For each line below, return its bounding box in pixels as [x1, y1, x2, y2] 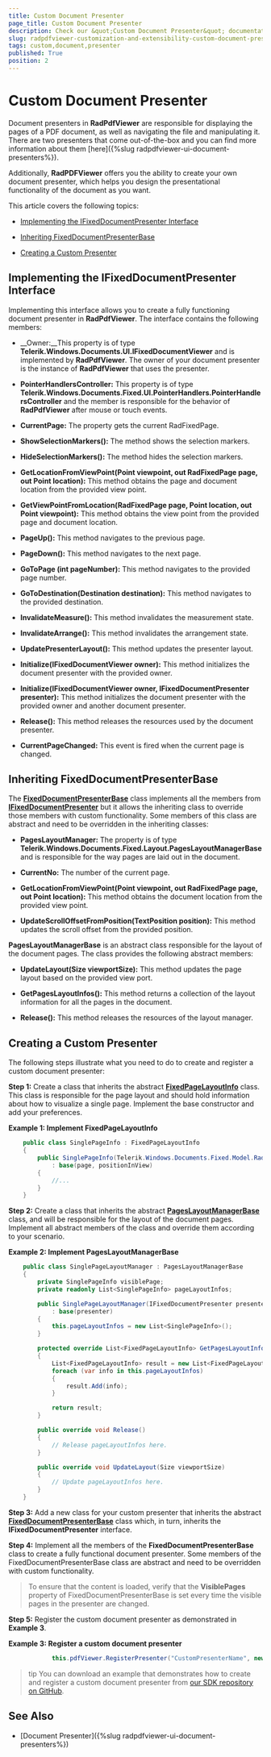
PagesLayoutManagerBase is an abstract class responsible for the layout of [8, 940, 263, 950]
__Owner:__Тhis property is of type [19, 338, 135, 348]
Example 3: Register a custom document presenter [8, 1638, 182, 1648]
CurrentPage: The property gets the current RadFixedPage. [19, 420, 219, 430]
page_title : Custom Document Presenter [8, 19, 143, 27]
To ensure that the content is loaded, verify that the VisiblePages [27, 1581, 246, 1591]
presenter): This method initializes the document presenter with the [19, 692, 246, 702]
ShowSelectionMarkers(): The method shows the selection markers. [19, 436, 250, 446]
